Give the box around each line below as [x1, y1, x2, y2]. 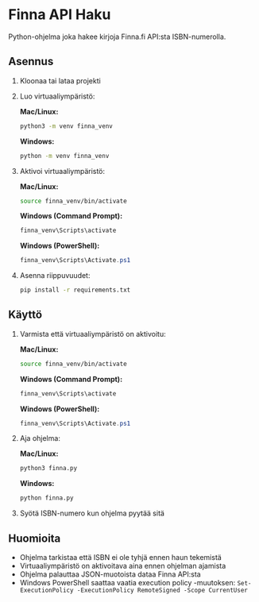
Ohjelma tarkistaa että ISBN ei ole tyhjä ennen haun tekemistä [19, 553, 222, 561]
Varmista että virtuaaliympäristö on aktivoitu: [19, 329, 166, 338]
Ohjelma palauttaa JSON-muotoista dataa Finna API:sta [19, 569, 201, 579]
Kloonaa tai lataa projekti [19, 75, 101, 85]
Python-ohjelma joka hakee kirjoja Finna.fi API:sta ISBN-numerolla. [8, 32, 226, 41]
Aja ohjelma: [19, 434, 61, 443]
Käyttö [8, 308, 42, 322]
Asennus [8, 55, 54, 68]
